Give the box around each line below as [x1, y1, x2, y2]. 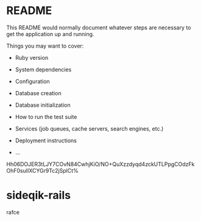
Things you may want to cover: [6, 42, 84, 49]
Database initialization [15, 101, 71, 109]
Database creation [15, 89, 62, 96]
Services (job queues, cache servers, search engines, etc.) [15, 125, 164, 132]
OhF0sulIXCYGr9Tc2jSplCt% [6, 167, 79, 174]
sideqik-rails [6, 189, 71, 202]
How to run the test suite [15, 113, 77, 120]
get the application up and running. [6, 30, 94, 37]
